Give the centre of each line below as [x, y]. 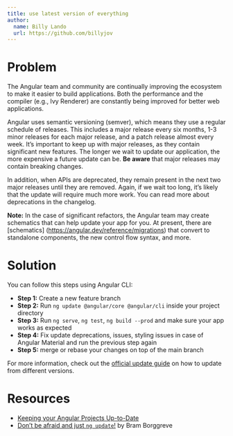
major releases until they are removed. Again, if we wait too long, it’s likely [113, 187]
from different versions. [41, 371]
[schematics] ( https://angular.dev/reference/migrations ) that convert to [109, 230]
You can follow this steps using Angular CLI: [70, 285]
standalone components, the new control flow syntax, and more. [99, 237]
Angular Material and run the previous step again [87, 343]
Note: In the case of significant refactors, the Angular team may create [108, 215]
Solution [32, 266]
